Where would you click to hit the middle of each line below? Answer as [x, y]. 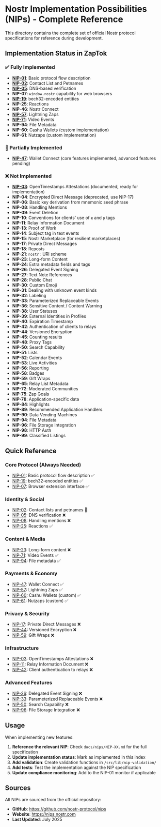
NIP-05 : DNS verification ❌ [39, 515]
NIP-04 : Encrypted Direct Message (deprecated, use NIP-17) [73, 197]
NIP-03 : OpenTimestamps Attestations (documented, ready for [75, 187]
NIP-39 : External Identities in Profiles [49, 316]
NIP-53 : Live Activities [34, 363]
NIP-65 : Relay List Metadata [40, 383]
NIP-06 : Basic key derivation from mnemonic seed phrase [70, 202]
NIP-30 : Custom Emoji [34, 285]
